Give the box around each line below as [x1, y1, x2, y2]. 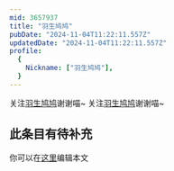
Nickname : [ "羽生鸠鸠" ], [25, 64, 114, 73]
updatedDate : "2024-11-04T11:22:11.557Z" [9, 38, 168, 48]
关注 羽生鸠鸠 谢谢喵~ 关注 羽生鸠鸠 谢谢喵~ [9, 97, 165, 108]
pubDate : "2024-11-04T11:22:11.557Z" [9, 30, 151, 39]
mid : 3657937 [9, 13, 59, 22]
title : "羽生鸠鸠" [9, 22, 74, 31]
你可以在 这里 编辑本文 [9, 152, 88, 163]
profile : [9, 47, 42, 56]
